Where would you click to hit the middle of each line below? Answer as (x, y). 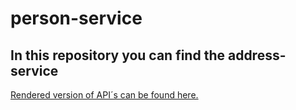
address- (257, 55)
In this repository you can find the (117, 55)
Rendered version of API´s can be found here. (104, 95)
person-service (76, 18)
